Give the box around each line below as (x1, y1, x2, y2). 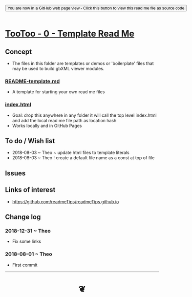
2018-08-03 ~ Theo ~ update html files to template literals (12, 149, 129, 156)
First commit (12, 262, 38, 268)
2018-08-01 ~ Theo (5, 251, 52, 257)
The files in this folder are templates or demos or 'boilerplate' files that (12, 61, 154, 66)
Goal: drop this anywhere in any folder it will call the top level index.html (12, 112, 157, 118)
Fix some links (12, 238, 42, 244)
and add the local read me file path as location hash (12, 117, 117, 123)
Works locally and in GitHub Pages (12, 123, 82, 128)
